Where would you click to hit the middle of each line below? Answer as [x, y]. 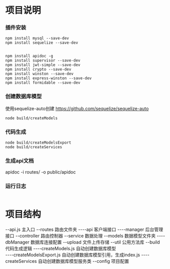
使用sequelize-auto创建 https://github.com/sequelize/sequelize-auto [77, 108]
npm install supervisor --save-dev [43, 61]
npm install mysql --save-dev [37, 39]
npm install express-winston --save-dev [49, 78]
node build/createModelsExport [38, 143]
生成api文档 [20, 161]
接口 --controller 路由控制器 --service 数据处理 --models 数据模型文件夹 [80, 236]
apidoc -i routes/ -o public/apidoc [41, 172]
